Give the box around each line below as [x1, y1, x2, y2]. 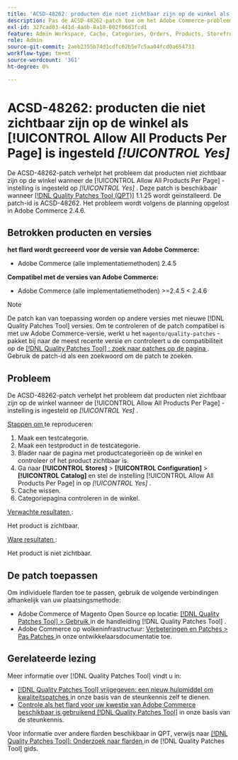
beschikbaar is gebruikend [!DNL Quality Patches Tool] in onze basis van [17, 708, 230, 716]
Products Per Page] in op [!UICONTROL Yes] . [17, 479, 152, 488]
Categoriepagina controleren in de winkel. [17, 494, 140, 503]
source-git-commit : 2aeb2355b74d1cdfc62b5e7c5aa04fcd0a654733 [7, 43, 195, 50]
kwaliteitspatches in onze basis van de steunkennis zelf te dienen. [17, 693, 211, 701]
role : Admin [7, 37, 42, 44]
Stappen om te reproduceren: [7, 420, 93, 429]
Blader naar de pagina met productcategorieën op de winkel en [17, 449, 203, 457]
